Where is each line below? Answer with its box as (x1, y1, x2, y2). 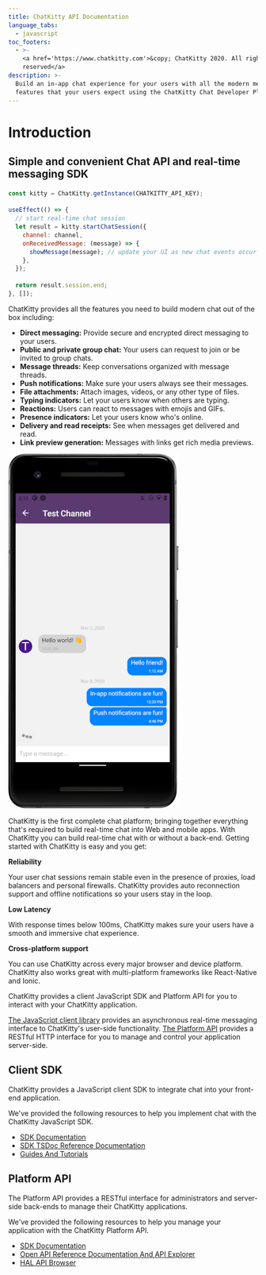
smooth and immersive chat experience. (8, 928, 140, 938)
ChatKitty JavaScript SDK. (8, 1116, 93, 1127)
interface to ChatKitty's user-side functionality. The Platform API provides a (8, 1023, 254, 1033)
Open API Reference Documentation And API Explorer (19, 1249, 196, 1258)
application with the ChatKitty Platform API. (8, 1225, 149, 1235)
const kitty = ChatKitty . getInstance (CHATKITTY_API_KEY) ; (8, 189, 203, 198)
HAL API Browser (19, 1258, 77, 1267)
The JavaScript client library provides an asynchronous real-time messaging (8, 1015, 257, 1024)
